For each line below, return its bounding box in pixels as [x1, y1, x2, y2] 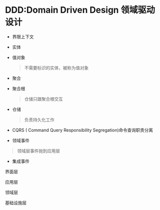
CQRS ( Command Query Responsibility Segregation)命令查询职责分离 [12, 127, 153, 133]
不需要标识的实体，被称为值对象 [24, 64, 89, 71]
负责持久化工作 [24, 117, 55, 123]
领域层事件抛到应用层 [17, 147, 60, 154]
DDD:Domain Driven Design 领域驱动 [5, 4, 155, 16]
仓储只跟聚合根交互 [24, 96, 63, 102]
